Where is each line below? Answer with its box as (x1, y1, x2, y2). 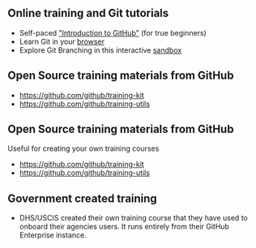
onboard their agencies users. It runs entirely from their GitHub (19, 222, 230, 232)
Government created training (7, 191, 157, 205)
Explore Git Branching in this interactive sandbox (19, 45, 182, 55)
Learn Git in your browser (19, 36, 105, 46)
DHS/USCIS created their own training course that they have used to (19, 213, 248, 223)
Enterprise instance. (19, 230, 87, 240)
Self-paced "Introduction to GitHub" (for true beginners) (19, 28, 207, 37)
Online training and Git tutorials (7, 6, 169, 20)
